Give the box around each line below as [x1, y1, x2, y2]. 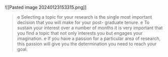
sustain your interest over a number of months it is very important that [17, 25, 163, 31]
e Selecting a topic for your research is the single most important [17, 14, 152, 20]
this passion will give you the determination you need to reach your [17, 41, 157, 47]
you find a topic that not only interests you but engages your [17, 30, 143, 36]
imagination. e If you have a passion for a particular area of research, [17, 35, 161, 41]
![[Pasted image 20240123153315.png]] [5, 5, 87, 10]
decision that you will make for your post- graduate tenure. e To [17, 20, 150, 25]
